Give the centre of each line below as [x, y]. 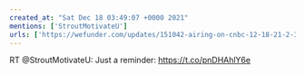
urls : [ [24, 34]
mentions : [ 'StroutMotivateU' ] [69, 26]
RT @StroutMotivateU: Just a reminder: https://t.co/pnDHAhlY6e [130, 60]
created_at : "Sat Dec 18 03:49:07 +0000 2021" [99, 18]
